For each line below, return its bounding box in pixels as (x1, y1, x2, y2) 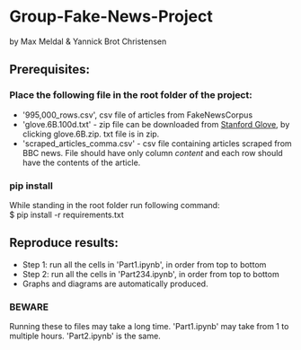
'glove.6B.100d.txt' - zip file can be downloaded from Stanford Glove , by (22, 118, 290, 129)
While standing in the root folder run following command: (9, 199, 220, 210)
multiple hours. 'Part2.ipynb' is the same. (9, 330, 162, 342)
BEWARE (9, 301, 49, 313)
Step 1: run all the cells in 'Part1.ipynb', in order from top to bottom (22, 258, 267, 270)
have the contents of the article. (22, 157, 141, 168)
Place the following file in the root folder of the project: (9, 89, 253, 101)
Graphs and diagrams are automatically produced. (22, 278, 208, 289)
